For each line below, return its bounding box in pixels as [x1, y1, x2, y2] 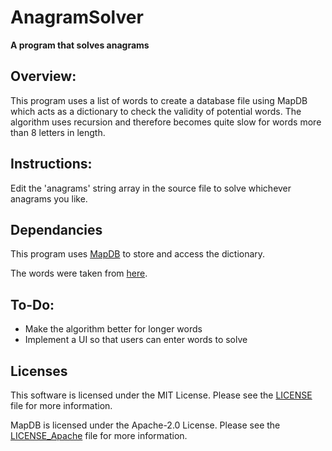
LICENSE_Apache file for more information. [10, 430, 188, 441]
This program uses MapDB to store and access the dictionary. [10, 248, 266, 260]
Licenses [10, 362, 68, 380]
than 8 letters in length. [10, 126, 106, 138]
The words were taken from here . [10, 267, 148, 280]
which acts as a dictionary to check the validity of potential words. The [10, 105, 302, 117]
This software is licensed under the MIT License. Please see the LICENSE [10, 389, 313, 401]
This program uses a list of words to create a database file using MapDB [10, 94, 308, 106]
